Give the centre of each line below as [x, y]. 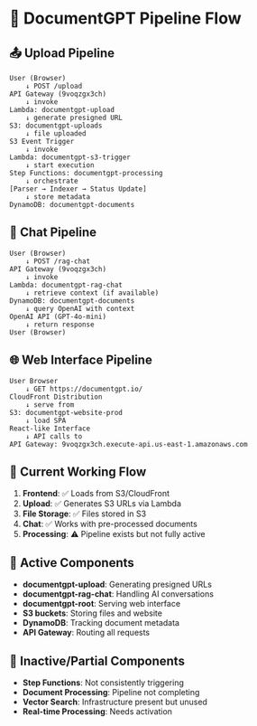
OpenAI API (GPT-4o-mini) [58, 316]
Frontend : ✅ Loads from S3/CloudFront [96, 494]
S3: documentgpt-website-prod [66, 412]
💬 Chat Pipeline [53, 233]
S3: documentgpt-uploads [56, 126]
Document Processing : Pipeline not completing [111, 693]
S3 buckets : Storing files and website [92, 613]
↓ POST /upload [54, 86]
